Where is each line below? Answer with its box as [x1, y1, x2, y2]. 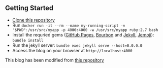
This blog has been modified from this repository [5, 57, 104, 63]
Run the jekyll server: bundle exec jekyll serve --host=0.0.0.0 [12, 42, 143, 48]
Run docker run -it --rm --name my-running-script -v [12, 22, 126, 28]
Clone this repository [12, 17, 55, 23]
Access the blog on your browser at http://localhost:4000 [12, 47, 132, 53]
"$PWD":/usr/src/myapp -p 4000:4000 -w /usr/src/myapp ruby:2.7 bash [12, 27, 159, 33]
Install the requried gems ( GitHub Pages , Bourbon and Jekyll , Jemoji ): [12, 32, 154, 37]
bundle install [12, 38, 44, 43]
